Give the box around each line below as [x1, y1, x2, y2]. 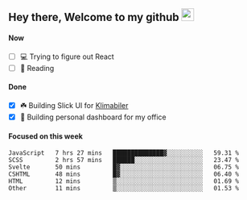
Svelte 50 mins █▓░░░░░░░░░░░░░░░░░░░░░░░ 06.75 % [8, 163, 240, 172]
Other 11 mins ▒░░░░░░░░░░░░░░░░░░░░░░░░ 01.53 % [8, 185, 240, 193]
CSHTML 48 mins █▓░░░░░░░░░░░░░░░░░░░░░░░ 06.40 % [8, 170, 240, 178]
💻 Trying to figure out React [19, 52, 114, 61]
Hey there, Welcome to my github [8, 10, 179, 24]
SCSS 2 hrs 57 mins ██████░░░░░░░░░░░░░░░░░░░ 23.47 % [8, 156, 240, 165]
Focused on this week [8, 131, 83, 141]
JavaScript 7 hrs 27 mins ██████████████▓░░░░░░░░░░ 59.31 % [8, 149, 240, 157]
